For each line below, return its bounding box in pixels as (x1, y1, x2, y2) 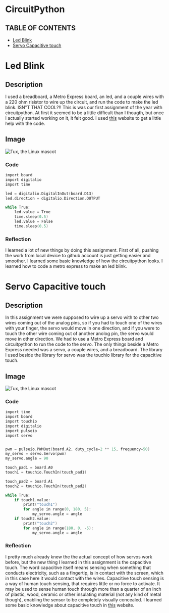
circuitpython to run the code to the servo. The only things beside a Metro (5, 341, 159, 347)
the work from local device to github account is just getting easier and (5, 253, 151, 259)
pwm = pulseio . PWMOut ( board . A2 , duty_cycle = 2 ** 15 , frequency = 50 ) (5, 446, 150, 452)
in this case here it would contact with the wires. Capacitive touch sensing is (5, 575, 164, 581)
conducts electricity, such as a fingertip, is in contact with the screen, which (5, 570, 164, 576)
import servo (5, 433, 33, 438)
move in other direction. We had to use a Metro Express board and (5, 336, 143, 342)
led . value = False (14, 219, 53, 224)
